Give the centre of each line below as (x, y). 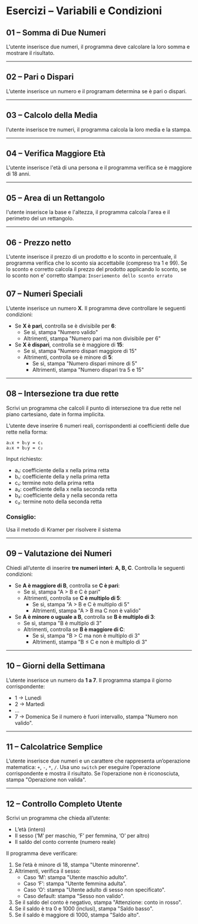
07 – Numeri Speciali (44, 294)
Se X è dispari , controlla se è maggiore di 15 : (69, 344)
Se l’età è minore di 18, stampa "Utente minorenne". (77, 865)
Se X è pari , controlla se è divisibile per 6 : (65, 326)
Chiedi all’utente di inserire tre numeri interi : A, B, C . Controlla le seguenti (95, 567)
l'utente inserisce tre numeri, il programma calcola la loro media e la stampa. (99, 129)
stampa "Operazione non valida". (46, 780)
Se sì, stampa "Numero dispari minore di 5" (85, 363)
